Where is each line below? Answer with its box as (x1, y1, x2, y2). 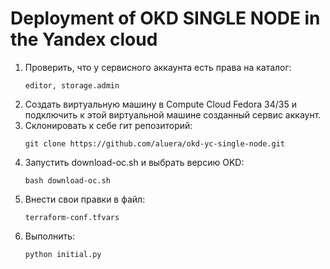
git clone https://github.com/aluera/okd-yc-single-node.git (24, 138, 286, 149)
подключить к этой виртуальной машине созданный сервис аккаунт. (24, 108, 322, 121)
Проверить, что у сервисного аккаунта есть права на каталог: (24, 61, 292, 73)
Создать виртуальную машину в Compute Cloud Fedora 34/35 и (24, 98, 297, 110)
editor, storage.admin (24, 80, 120, 91)
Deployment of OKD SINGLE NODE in (10, 7, 321, 30)
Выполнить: (24, 230, 76, 242)
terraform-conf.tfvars (24, 212, 120, 222)
